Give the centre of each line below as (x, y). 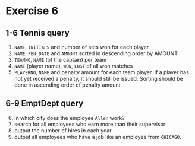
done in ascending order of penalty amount (67, 85)
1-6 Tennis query (37, 33)
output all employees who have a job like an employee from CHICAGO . (98, 137)
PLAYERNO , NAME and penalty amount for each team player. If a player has (102, 72)
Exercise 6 (32, 11)
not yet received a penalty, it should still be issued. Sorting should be (99, 79)
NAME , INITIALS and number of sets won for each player (81, 47)
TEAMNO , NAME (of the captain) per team (60, 60)
